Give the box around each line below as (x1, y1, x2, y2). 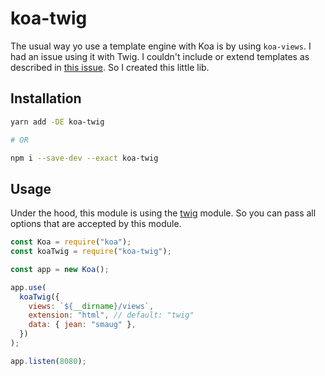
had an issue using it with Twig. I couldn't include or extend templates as (10, 50, 310, 62)
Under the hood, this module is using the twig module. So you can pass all (10, 207, 317, 219)
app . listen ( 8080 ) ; (10, 356, 87, 366)
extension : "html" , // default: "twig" (28, 310, 195, 321)
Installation (10, 90, 82, 107)
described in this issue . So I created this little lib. (10, 61, 210, 73)
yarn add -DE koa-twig (10, 117, 105, 127)
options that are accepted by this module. (10, 218, 182, 230)
